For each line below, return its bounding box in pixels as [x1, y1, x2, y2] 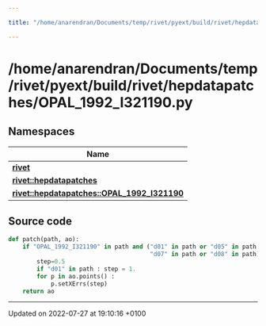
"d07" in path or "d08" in [150, 251, 239, 259]
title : [8, 18, 30, 26]
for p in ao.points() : [36, 272, 115, 280]
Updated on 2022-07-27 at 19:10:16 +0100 [8, 309, 146, 318]
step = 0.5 [36, 258, 66, 266]
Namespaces [8, 125, 75, 139]
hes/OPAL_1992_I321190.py [8, 93, 193, 111]
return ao [22, 287, 55, 295]
